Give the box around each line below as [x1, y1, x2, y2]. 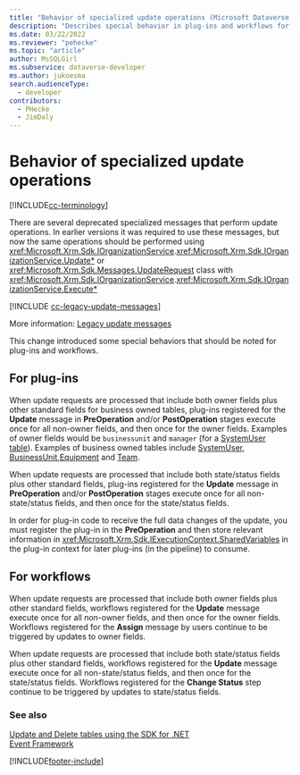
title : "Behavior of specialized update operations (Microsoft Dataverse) [9, 13, 294, 22]
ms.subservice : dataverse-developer [9, 63, 146, 72]
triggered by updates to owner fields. [9, 631, 146, 642]
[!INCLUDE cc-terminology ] [9, 200, 109, 211]
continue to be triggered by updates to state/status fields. [9, 686, 221, 697]
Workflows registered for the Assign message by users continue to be [9, 621, 268, 632]
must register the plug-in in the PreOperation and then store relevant [9, 524, 263, 535]
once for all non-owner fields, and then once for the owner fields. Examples [9, 423, 287, 434]
